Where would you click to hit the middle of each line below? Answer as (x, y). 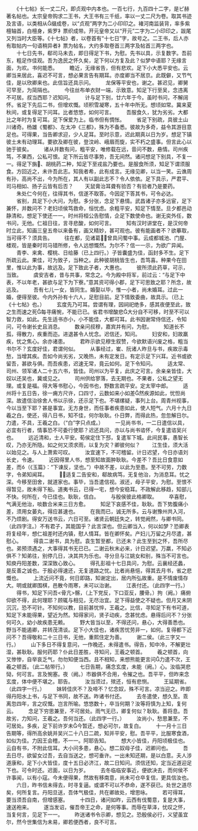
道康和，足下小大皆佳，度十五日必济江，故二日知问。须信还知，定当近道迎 (96, 763)
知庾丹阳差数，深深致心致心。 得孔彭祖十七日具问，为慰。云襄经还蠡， (97, 563)
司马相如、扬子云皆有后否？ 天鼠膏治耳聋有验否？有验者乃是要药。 (92, 186)
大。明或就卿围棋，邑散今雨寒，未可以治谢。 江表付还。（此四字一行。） (97, 585)
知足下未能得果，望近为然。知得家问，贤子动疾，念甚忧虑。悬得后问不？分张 (99, 615)
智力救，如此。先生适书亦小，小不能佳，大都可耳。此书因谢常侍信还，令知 (96, 319)
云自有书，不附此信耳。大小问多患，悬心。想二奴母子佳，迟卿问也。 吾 (97, 748)
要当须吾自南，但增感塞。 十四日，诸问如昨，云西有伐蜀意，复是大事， (97, 800)
